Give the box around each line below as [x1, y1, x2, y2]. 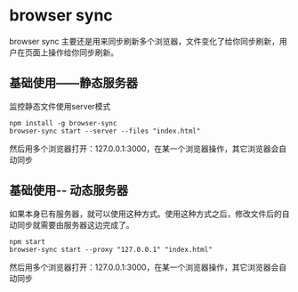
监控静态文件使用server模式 [9, 101, 111, 111]
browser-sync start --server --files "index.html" [9, 126, 201, 135]
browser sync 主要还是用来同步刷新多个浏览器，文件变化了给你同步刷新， [9, 36, 280, 46]
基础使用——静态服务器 [9, 76, 138, 91]
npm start [9, 237, 46, 246]
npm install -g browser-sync [9, 118, 117, 127]
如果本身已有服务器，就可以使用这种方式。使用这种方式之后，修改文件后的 [9, 208, 282, 219]
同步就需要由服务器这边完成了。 [16, 219, 134, 230]
